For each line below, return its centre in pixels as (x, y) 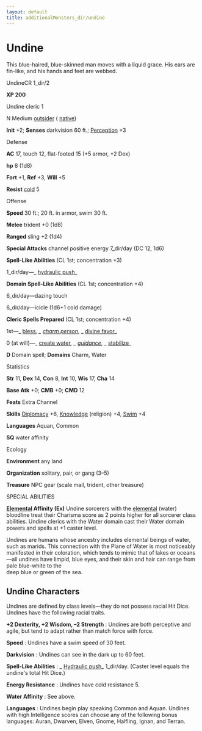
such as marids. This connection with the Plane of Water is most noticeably (101, 546)
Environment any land (34, 461)
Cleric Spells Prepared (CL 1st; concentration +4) (69, 319)
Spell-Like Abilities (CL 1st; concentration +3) (64, 261)
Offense (16, 201)
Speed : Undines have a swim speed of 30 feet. (66, 643)
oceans (186, 553)
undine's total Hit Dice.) (36, 673)
